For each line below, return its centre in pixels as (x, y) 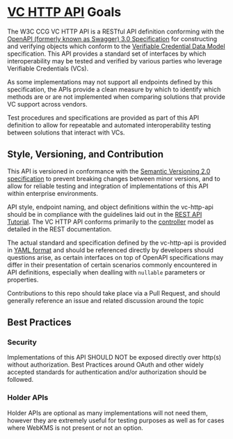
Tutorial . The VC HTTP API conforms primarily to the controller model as (111, 222)
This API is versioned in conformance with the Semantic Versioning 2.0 (109, 171)
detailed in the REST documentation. (59, 229)
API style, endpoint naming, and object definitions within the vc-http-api (110, 207)
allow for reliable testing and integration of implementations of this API (108, 186)
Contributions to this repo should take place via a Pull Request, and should (114, 293)
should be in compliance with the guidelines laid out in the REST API (105, 214)
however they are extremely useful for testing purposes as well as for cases (116, 420)
